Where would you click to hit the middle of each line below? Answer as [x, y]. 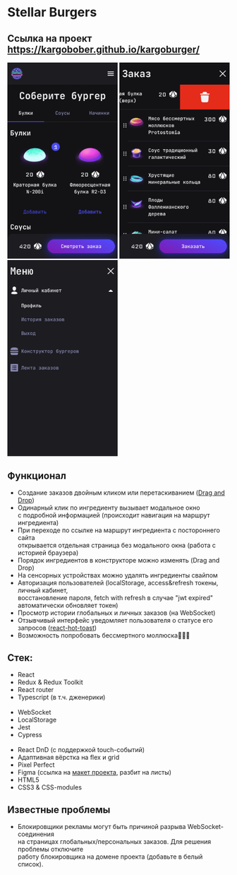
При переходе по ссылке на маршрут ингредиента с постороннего [119, 530]
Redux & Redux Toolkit [50, 682]
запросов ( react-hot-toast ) [57, 628]
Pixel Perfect [36, 765]
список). [30, 864]
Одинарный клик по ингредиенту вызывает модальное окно [109, 508]
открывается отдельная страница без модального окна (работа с [117, 546]
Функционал [37, 475]
